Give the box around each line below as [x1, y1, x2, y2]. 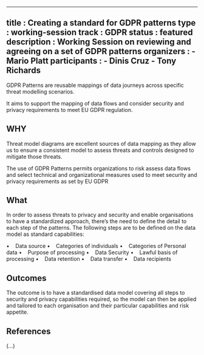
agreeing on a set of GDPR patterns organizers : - [6, 46, 196, 57]
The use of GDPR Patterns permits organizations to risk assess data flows [6, 165, 191, 172]
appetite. [6, 308, 29, 316]
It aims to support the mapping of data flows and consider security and [6, 100, 184, 107]
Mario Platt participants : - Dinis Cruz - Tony [6, 56, 177, 66]
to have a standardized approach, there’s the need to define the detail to [6, 218, 187, 225]
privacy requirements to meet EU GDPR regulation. [6, 106, 133, 113]
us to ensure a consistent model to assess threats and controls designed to [6, 146, 194, 154]
